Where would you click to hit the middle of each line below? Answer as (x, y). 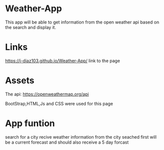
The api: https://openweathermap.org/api (47, 94)
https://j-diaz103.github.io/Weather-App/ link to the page (63, 61)
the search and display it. (31, 27)
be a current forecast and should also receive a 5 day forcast (67, 142)
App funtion (30, 124)
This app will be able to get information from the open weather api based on (82, 22)
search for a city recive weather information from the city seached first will (81, 137)
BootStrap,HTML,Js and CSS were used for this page (59, 103)
